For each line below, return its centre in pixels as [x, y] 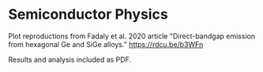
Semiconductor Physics [88, 14]
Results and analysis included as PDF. [70, 59]
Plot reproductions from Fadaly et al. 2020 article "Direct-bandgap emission [131, 36]
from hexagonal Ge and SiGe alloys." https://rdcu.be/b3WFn [106, 44]
